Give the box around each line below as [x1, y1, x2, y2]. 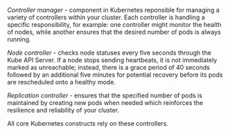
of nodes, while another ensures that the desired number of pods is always [7, 28, 222, 36]
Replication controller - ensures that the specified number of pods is [7, 91, 203, 99]
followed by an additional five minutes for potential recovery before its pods [7, 70, 223, 79]
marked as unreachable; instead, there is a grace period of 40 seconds [7, 64, 210, 71]
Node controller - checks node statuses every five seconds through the [7, 48, 211, 57]
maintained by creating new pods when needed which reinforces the [7, 99, 203, 106]
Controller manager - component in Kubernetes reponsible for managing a [7, 6, 220, 14]
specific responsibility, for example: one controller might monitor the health [7, 21, 222, 28]
